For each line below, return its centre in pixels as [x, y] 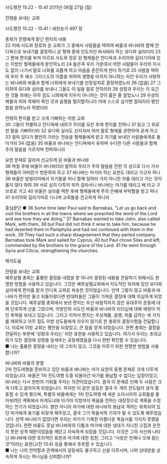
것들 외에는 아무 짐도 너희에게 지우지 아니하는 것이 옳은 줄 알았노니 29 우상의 [85, 95]
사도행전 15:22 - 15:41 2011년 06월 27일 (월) [49, 7]
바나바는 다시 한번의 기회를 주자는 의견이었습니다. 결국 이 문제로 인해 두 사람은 [81, 382]
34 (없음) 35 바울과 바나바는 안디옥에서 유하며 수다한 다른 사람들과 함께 [88, 143]
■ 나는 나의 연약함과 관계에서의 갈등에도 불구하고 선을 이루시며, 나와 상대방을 [80, 450]
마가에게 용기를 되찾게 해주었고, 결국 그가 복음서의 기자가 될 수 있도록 [77, 413]
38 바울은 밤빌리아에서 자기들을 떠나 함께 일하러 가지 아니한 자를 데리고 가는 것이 [83, 179]
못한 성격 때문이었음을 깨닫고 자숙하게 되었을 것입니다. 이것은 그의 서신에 [81, 432]
